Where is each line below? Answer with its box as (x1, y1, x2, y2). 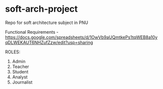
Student (12, 68, 28, 74)
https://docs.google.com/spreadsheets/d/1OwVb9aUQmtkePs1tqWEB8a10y (5, 34, 158, 40)
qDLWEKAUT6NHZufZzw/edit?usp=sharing (5, 39, 93, 45)
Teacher (12, 64, 29, 69)
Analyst (12, 74, 28, 80)
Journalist (12, 79, 33, 85)
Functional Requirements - (5, 29, 59, 35)
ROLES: (5, 49, 21, 55)
